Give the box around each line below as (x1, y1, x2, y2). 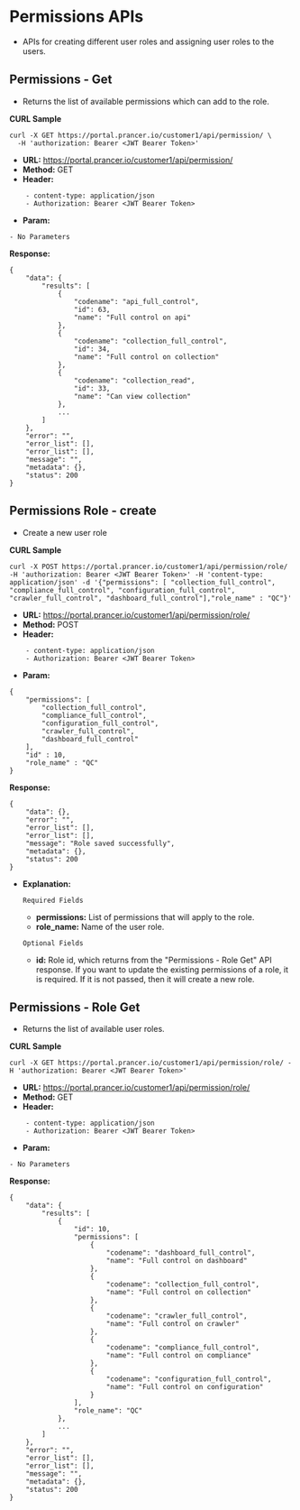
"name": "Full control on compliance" (105, 1351, 252, 1360)
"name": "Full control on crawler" (105, 1320, 241, 1329)
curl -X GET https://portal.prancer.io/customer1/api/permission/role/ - (9, 1058, 293, 1068)
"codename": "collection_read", (73, 376, 195, 385)
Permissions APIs (9, 6, 144, 27)
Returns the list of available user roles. (22, 1024, 165, 1035)
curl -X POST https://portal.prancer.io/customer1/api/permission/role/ (9, 562, 288, 571)
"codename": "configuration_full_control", (105, 1375, 272, 1384)
